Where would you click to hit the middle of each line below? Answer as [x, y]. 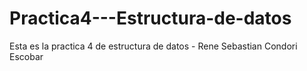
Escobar [26, 56]
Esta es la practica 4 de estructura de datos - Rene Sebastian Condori [153, 46]
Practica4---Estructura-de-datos [150, 18]
